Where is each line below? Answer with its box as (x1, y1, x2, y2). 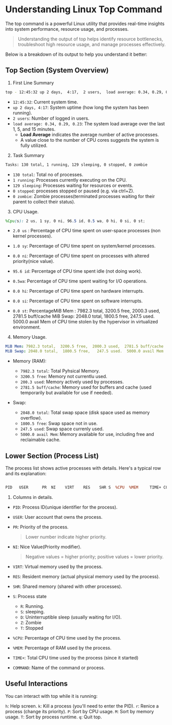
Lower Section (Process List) (5, 451, 99, 460)
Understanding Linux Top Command (5, 4, 162, 15)
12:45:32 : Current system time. (12, 99, 78, 105)
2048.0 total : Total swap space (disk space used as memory (20, 409, 150, 415)
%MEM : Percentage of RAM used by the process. (12, 645, 112, 651)
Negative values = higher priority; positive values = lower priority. (25, 554, 164, 560)
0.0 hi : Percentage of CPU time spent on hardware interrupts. (12, 288, 144, 294)
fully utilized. (20, 142, 48, 148)
